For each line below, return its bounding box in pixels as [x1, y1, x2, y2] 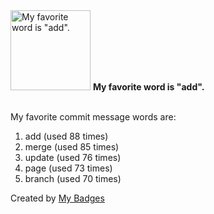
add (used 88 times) [24, 130, 109, 142]
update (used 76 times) [24, 152, 122, 163]
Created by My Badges [10, 192, 105, 204]
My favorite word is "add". [92, 81, 205, 93]
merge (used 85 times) [24, 141, 120, 153]
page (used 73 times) [24, 162, 113, 174]
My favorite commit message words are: [10, 111, 177, 123]
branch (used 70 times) [24, 173, 122, 184]
